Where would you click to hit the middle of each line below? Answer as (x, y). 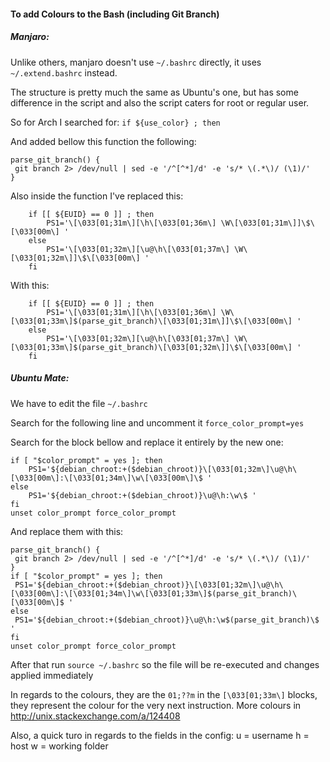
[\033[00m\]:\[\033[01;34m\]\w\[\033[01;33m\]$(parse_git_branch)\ (154, 593)
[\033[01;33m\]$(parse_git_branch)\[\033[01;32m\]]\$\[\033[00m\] (151, 347)
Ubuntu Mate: (40, 378)
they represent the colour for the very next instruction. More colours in (156, 705)
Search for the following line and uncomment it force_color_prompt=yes (157, 422)
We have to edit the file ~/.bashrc (79, 403)
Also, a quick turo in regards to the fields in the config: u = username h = (160, 735)
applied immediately (52, 675)
